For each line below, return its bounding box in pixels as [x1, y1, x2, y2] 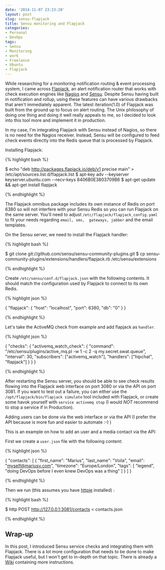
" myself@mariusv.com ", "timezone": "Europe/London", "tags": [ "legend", [5, 463, 155, 469]
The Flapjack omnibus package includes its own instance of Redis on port [5, 201, 155, 207]
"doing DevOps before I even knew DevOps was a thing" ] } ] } [5, 468, 132, 474]
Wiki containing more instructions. [5, 559, 75, 565]
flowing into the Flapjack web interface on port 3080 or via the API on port [5, 384, 156, 389]
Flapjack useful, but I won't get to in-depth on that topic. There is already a [5, 554, 157, 560]
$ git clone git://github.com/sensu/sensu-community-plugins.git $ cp [5, 251, 145, 257]
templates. [5, 222, 27, 228]
